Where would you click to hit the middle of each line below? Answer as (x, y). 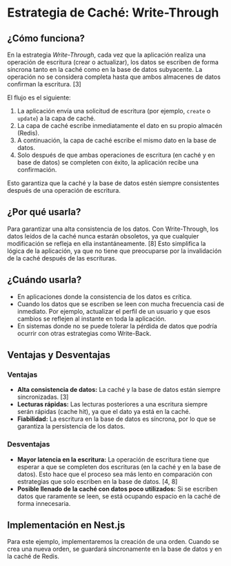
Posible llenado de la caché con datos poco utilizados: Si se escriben (118, 489)
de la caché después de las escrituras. (62, 258)
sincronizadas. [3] (43, 397)
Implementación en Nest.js (66, 525)
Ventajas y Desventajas (59, 355)
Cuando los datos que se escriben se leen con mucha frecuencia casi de (121, 304)
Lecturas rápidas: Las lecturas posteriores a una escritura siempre (112, 404)
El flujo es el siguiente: (39, 97)
